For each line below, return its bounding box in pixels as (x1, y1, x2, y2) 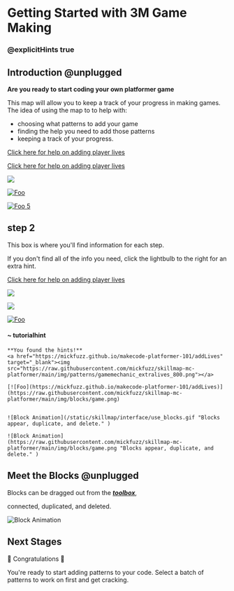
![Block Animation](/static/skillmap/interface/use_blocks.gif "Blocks (7, 414, 220, 421)
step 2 (7, 222, 36, 234)
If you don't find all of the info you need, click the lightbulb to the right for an (7, 254, 227, 263)
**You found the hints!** (7, 347, 82, 354)
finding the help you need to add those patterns (17, 127, 155, 135)
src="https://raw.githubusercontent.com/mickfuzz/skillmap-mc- (7, 365, 196, 372)
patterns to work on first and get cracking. (7, 576, 129, 584)
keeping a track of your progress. (17, 134, 114, 143)
